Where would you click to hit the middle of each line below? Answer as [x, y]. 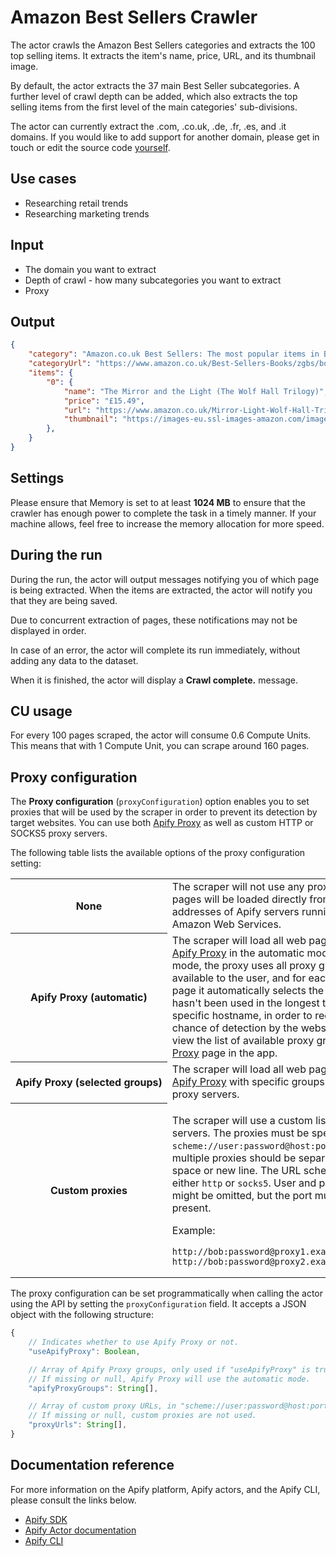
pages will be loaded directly [239, 899]
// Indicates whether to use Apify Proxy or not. [134, 1342]
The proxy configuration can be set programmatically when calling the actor [167, 1293]
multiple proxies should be [234, 1158]
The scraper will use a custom [242, 1121]
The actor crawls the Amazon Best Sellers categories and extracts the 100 [163, 45]
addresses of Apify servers [235, 912]
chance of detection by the [235, 1028]
